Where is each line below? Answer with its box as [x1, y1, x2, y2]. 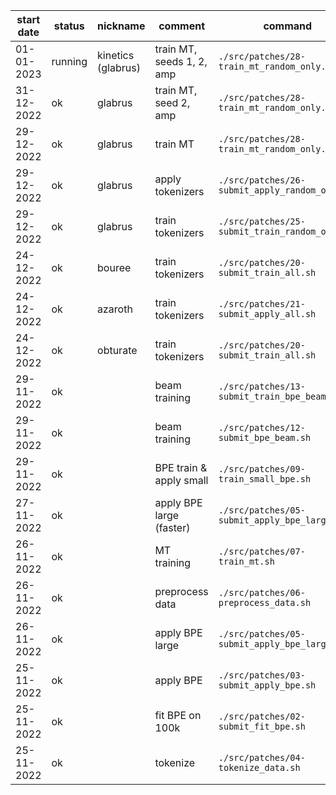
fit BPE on [154, 709, 202, 722]
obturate [97, 344, 138, 357]
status [53, 19, 85, 33]
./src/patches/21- [218, 299, 306, 309]
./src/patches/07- [218, 546, 306, 557]
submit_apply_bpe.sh [218, 680, 317, 691]
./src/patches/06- [218, 587, 306, 598]
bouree [97, 261, 132, 274]
